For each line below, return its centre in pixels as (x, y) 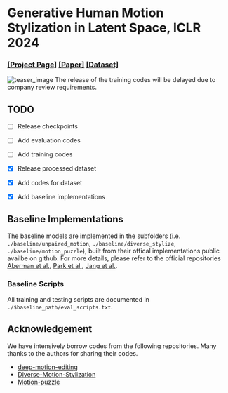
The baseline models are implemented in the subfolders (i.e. (94, 236)
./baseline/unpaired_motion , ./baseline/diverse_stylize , (92, 244)
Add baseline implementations (61, 196)
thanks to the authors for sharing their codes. (73, 353)
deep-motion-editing (48, 367)
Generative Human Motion (86, 13)
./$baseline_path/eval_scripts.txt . (60, 307)
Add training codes (45, 154)
